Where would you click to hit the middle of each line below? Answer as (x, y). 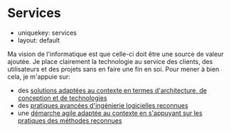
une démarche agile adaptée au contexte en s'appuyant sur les (110, 113)
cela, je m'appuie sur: (39, 77)
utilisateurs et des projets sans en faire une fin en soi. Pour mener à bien (113, 69)
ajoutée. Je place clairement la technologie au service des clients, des (110, 61)
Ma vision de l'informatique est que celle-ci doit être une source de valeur (116, 54)
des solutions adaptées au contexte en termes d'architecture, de (112, 90)
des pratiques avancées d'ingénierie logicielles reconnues (103, 105)
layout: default (39, 40)
